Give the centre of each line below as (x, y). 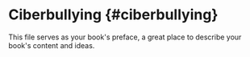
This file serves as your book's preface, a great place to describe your (125, 37)
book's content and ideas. (52, 45)
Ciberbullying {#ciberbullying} (113, 15)
